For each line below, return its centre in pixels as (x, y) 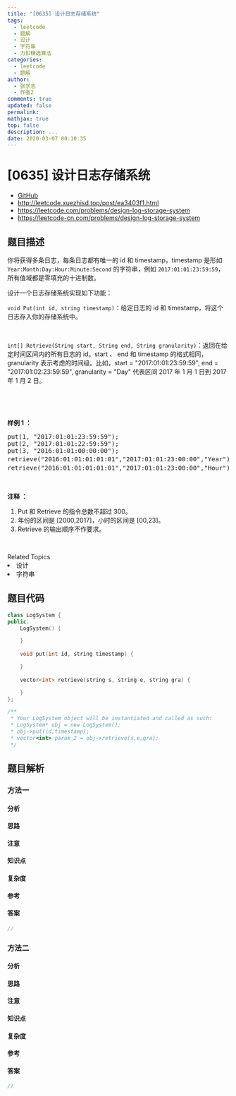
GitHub (28, 195)
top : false (23, 125)
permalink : (23, 112)
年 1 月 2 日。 (26, 380)
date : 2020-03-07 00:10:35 (47, 138)
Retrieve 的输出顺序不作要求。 (61, 529)
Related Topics (29, 557)
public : (19, 621)
